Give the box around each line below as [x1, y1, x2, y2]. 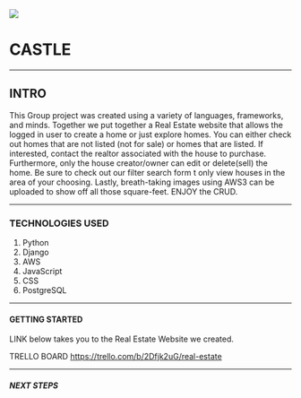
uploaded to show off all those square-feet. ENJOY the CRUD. [9, 186, 238, 196]
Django [21, 247, 49, 258]
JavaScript [21, 266, 63, 277]
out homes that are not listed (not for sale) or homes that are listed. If [9, 138, 264, 149]
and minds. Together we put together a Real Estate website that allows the [9, 119, 284, 130]
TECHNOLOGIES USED [9, 217, 109, 229]
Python [21, 238, 49, 248]
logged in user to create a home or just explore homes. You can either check [9, 129, 292, 140]
